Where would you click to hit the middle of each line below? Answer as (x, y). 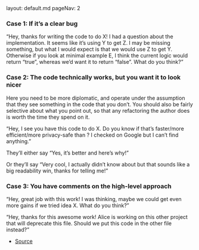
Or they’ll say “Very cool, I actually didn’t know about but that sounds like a (98, 164)
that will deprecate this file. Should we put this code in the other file (89, 223)
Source (24, 241)
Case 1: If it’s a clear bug (42, 23)
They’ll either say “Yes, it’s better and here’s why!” (68, 153)
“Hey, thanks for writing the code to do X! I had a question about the (90, 36)
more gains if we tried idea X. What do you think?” (68, 205)
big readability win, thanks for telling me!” (57, 171)
